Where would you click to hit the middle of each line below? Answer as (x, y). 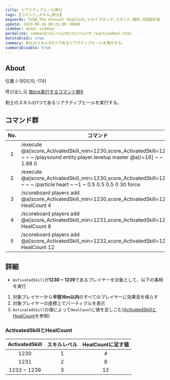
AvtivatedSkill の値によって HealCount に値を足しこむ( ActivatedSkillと (84, 309)
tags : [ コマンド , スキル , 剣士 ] (34, 15)
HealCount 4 (36, 205)
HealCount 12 (38, 248)
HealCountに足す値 (106, 344)
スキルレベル (62, 344)
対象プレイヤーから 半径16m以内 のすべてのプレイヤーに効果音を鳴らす (85, 297)
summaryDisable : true (28, 48)
